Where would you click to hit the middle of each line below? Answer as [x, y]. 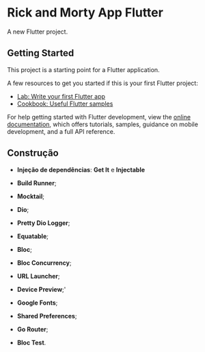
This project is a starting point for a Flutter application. [83, 69]
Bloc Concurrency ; [44, 263]
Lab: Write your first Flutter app [61, 96]
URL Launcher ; [38, 276]
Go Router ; [32, 329]
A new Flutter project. [38, 32]
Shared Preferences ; [47, 316]
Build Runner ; [37, 183]
